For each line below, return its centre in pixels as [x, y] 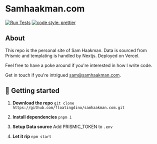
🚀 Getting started [32, 91]
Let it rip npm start [32, 136]
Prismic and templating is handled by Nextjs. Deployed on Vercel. [72, 55]
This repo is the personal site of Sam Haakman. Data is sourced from [76, 50]
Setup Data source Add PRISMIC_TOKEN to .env [62, 126]
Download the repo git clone [43, 102]
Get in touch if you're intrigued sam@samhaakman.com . [63, 75]
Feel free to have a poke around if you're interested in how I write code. [79, 65]
